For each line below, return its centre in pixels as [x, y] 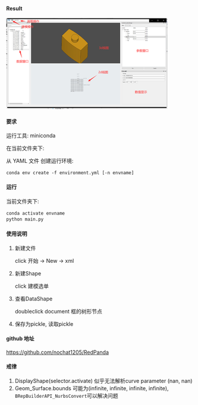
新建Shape [28, 273]
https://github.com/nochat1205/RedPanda [57, 352]
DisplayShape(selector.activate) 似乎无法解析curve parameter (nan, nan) [103, 381]
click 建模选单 [32, 286]
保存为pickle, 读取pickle [44, 324]
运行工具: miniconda [31, 136]
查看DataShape [34, 299]
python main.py [25, 219]
